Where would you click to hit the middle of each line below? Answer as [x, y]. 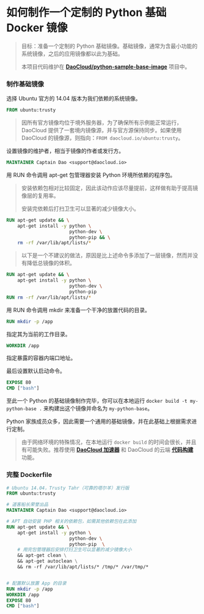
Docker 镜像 [37, 28]
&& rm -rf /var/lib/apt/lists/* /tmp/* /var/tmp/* [83, 567]
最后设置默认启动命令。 [36, 371]
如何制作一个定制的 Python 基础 [86, 13]
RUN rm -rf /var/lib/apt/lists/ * [49, 298]
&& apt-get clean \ [42, 556]
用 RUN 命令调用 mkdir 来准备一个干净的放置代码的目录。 [78, 310]
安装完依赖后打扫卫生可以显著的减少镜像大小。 [80, 208]
